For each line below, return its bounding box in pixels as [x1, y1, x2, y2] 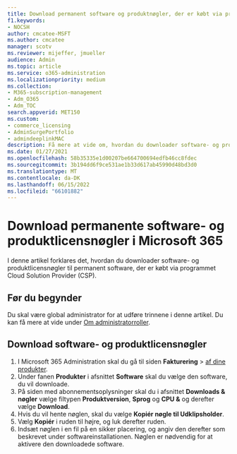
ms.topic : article [7, 63, 61, 70]
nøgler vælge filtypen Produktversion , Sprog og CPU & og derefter [17, 395, 214, 403]
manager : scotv [7, 43, 52, 50]
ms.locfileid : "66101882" [7, 188, 83, 195]
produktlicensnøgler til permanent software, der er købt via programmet [7, 264, 217, 273]
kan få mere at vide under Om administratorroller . [7, 318, 150, 326]
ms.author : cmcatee [7, 37, 65, 44]
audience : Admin [7, 56, 55, 64]
